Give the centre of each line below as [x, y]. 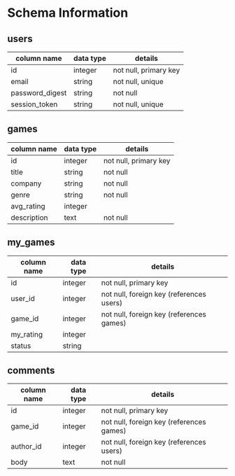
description [29, 217]
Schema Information [68, 13]
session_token [34, 104]
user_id [23, 298]
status [21, 346]
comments [31, 371]
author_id [26, 447]
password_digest [39, 93]
